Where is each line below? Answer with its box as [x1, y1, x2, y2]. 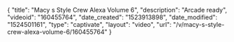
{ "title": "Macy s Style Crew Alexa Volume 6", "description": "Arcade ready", [7, 6, 228, 14]
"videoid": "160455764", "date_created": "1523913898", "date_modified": [7, 13, 218, 21]
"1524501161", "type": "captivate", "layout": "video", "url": [7, 21, 172, 28]
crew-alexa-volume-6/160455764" [7, 28, 108, 36]
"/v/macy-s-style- [173, 21, 225, 28]
